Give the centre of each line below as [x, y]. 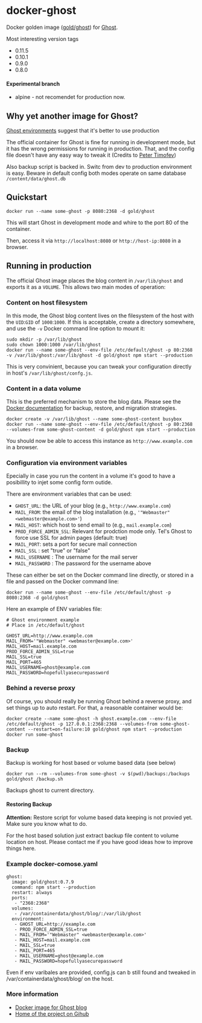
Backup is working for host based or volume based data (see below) [91, 763]
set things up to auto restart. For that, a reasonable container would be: [95, 708]
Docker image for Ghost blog [51, 1007]
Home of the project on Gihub [52, 1013]
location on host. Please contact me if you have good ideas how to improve [100, 842]
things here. [21, 849]
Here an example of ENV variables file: [54, 609]
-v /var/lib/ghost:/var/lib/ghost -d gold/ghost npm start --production [99, 355]
